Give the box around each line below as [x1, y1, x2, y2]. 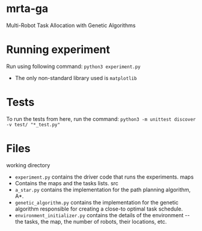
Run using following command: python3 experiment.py [6, 63, 141, 70]
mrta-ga [6, 2, 49, 16]
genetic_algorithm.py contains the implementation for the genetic [14, 199, 179, 206]
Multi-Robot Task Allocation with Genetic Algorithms [6, 22, 136, 29]
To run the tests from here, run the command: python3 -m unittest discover [6, 115, 196, 122]
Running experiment [6, 43, 110, 57]
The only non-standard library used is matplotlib [14, 74, 137, 81]
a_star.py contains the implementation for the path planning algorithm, [14, 186, 191, 193]
